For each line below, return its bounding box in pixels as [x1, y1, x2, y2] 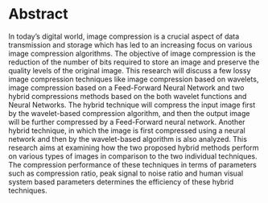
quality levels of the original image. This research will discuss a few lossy [8, 65, 251, 75]
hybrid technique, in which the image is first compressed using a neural [8, 126, 245, 135]
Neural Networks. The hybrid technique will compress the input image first [8, 100, 256, 110]
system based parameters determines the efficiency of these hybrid [8, 176, 234, 186]
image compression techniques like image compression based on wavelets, [8, 74, 259, 84]
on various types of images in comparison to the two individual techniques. [8, 151, 258, 161]
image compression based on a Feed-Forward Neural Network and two [8, 82, 245, 93]
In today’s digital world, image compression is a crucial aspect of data [8, 31, 240, 41]
